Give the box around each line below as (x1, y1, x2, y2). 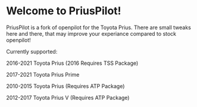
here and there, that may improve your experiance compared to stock (6, 30, 177, 37)
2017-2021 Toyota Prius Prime (6, 71, 80, 78)
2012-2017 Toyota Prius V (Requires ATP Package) (6, 94, 130, 101)
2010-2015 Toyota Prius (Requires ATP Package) (6, 82, 125, 90)
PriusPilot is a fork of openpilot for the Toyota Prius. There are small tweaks (6, 24, 192, 31)
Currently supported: (6, 48, 58, 55)
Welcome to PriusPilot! (6, 4, 121, 18)
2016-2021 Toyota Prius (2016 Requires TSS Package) (6, 59, 139, 67)
